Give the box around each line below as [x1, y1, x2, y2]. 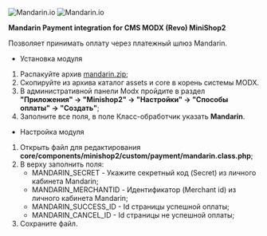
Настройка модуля [19, 128, 84, 136]
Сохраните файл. [19, 219, 78, 228]
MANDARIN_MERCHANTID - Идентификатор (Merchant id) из [31, 185, 237, 195]
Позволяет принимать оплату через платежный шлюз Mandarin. [8, 38, 228, 48]
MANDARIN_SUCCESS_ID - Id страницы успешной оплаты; [31, 202, 230, 211]
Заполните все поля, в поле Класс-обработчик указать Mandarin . [19, 112, 245, 121]
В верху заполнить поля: [19, 159, 104, 169]
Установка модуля [19, 54, 83, 63]
